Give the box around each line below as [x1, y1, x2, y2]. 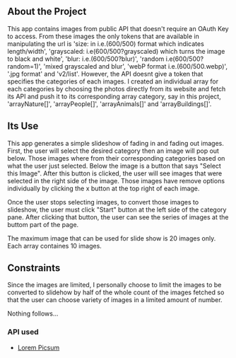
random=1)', [7, 62, 42, 70]
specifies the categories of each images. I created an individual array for [7, 77, 219, 86]
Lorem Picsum [17, 343, 60, 352]
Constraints [7, 262, 61, 275]
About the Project [7, 6, 87, 18]
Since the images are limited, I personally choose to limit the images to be [7, 281, 222, 289]
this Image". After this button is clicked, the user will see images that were [7, 169, 223, 178]
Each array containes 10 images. [7, 241, 102, 250]
